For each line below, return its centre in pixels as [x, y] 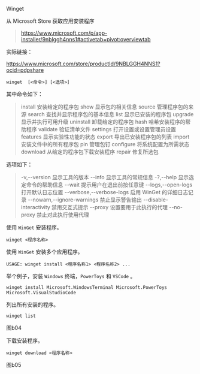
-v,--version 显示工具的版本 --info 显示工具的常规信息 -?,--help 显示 [105, 177]
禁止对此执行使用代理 [63, 215]
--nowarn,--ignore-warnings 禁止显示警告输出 [85, 200]
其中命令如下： [25, 94]
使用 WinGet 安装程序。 [34, 227]
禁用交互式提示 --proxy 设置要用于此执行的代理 [110, 207]
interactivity [36, 207]
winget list [21, 316]
